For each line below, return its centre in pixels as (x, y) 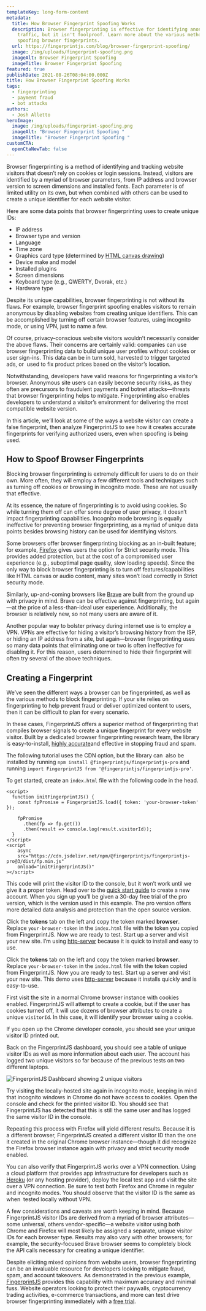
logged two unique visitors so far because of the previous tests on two (96, 1061)
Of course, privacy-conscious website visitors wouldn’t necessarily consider (103, 338)
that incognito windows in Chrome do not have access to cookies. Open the (102, 1097)
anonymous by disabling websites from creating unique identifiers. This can (102, 313)
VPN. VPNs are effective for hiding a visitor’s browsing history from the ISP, (101, 632)
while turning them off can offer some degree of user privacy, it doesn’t (97, 512)
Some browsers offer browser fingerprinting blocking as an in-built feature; (101, 543)
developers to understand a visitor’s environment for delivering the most (97, 402)
